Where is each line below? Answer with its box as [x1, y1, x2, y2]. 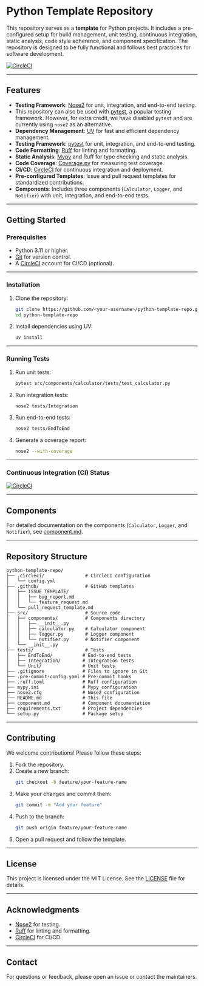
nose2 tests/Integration [15, 403, 78, 409]
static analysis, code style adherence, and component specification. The [6, 37, 188, 44]
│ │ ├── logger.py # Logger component [6, 631, 135, 637]
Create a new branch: [15, 767, 70, 775]
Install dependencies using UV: [15, 323, 93, 330]
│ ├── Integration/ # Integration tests [6, 658, 135, 664]
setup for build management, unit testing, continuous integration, [35, 30, 197, 38]
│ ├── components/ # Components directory [6, 615, 146, 622]
